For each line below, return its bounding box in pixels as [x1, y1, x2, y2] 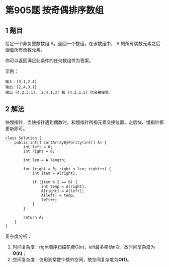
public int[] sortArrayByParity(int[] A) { [14, 140, 107, 145]
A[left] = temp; [41, 192, 75, 198]
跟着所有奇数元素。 [5, 47, 45, 53]
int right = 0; [23, 149, 55, 154]
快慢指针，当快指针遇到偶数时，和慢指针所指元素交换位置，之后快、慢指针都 [5, 119, 164, 125]
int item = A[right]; [32, 171, 78, 176]
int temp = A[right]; [41, 184, 87, 189]
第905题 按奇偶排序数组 [5, 5, 104, 16]
